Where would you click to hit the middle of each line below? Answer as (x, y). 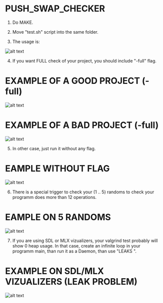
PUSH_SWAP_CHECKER (55, 9)
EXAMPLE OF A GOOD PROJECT (73, 81)
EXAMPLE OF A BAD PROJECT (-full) (82, 125)
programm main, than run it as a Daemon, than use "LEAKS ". (74, 251)
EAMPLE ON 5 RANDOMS (58, 217)
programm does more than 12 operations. (54, 197)
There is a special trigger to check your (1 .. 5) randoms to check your (83, 192)
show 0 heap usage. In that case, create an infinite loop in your (76, 245)
